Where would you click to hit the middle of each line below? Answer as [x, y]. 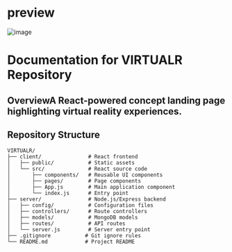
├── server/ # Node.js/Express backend [87, 199]
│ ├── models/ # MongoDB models [73, 218]
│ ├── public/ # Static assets [71, 163]
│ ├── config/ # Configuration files [81, 205]
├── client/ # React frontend [73, 157]
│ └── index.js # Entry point [68, 193]
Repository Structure [54, 134]
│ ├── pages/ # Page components [74, 181]
